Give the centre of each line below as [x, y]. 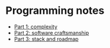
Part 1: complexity [36, 27]
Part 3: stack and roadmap [46, 39]
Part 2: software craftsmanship [51, 32]
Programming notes [55, 11]
